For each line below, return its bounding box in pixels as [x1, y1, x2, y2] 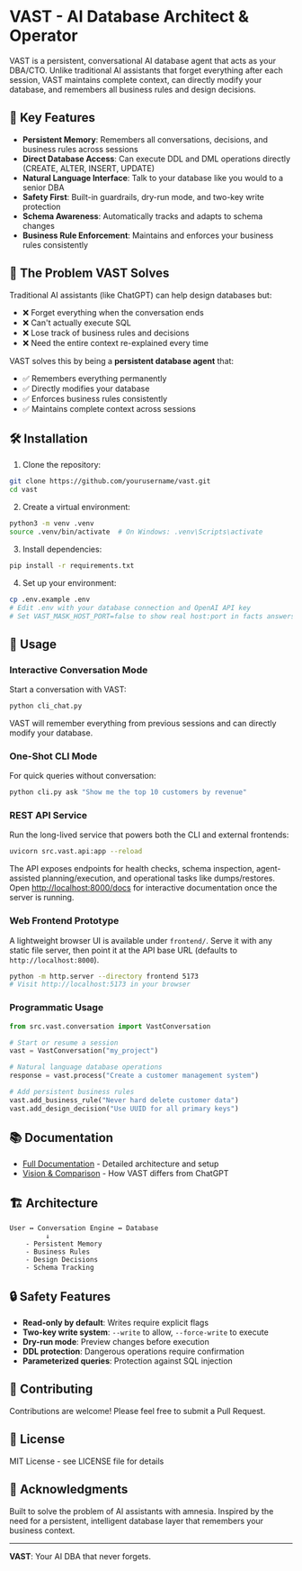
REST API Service [9, 809, 88, 822]
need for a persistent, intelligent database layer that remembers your [9, 1515, 263, 1526]
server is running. [9, 892, 75, 903]
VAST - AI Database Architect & [9, 6, 249, 27]
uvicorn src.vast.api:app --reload [9, 847, 143, 856]
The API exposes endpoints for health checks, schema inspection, [9, 863, 254, 874]
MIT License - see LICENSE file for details [9, 1456, 164, 1466]
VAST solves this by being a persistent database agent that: [9, 355, 235, 366]
